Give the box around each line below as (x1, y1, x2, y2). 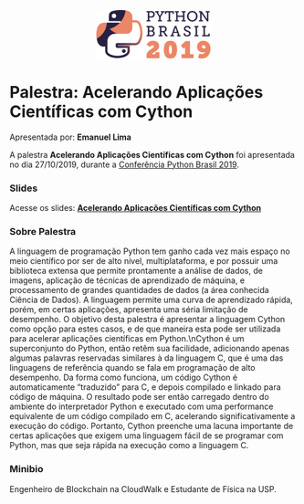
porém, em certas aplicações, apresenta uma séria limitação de (9, 304, 248, 315)
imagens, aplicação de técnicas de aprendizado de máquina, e (9, 275, 246, 286)
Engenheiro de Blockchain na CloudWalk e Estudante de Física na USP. (9, 483, 277, 494)
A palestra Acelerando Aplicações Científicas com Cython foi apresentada (9, 149, 295, 160)
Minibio (9, 463, 44, 476)
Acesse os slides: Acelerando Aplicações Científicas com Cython (9, 203, 262, 214)
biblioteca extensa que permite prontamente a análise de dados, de (9, 266, 263, 277)
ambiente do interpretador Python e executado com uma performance (9, 401, 274, 412)
